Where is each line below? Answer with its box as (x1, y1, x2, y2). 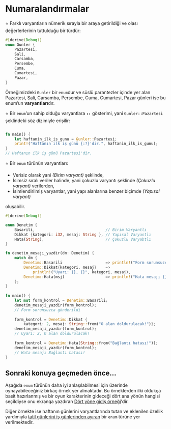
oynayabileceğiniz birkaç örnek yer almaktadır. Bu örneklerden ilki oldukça (5, 388, 161, 394)
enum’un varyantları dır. (5, 100, 55, 106)
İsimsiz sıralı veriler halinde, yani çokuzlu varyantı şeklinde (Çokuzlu (12, 178, 155, 184)
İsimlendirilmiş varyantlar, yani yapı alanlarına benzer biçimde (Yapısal (12, 188, 160, 194)
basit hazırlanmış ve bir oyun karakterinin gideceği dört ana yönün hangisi (5, 393, 160, 399)
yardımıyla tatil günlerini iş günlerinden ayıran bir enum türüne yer (5, 414, 140, 420)
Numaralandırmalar (5, 3, 90, 15)
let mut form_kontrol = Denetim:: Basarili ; (14, 298, 108, 303)
